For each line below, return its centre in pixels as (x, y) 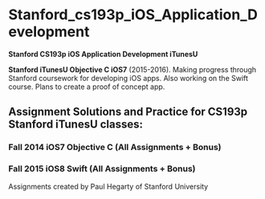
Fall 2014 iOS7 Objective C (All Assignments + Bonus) (115, 148)
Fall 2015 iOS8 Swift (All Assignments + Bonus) (102, 169)
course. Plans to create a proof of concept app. (87, 87)
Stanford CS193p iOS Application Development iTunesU (103, 54)
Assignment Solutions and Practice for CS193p (128, 112)
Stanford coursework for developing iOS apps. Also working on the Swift (128, 78)
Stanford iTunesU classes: (75, 125)
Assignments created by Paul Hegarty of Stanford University (108, 186)
